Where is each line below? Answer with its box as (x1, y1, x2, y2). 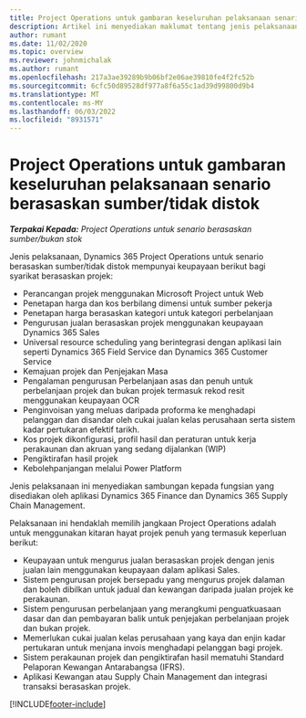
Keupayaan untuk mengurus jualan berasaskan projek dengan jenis (22, 554, 275, 566)
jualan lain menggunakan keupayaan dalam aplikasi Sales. (22, 565, 240, 575)
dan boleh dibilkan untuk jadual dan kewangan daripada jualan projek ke (22, 584, 294, 595)
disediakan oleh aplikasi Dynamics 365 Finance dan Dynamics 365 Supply (9, 491, 289, 502)
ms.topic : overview (9, 48, 84, 57)
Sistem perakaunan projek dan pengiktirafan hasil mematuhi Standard (22, 652, 285, 663)
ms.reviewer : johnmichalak (9, 56, 112, 65)
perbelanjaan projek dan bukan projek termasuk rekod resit (22, 385, 245, 396)
